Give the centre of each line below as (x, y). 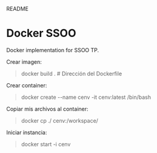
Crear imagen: (24, 62)
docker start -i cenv (46, 144)
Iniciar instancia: (27, 132)
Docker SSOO (42, 33)
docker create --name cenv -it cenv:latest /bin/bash (86, 97)
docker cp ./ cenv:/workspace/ (60, 120)
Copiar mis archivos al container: (48, 109)
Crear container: (27, 85)
